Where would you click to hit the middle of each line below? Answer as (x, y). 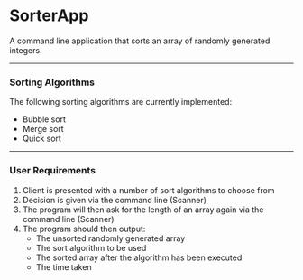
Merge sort (43, 129)
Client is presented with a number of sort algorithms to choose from (148, 190)
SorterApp (49, 16)
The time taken (64, 266)
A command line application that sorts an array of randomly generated (140, 41)
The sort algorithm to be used (91, 247)
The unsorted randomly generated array (110, 238)
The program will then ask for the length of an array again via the (143, 210)
